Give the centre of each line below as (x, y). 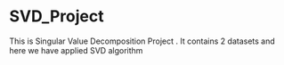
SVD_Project (57, 16)
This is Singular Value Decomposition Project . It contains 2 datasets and (142, 41)
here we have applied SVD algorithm (76, 50)
